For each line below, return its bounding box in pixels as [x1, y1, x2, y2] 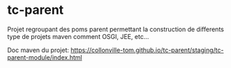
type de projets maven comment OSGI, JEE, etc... [7, 32, 149, 40]
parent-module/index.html [7, 53, 82, 61]
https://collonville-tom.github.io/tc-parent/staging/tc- [70, 46, 224, 54]
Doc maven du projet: [7, 46, 70, 54]
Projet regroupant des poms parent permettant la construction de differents [7, 25, 225, 33]
